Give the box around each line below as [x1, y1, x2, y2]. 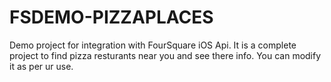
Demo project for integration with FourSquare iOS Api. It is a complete [9, 39, 297, 51]
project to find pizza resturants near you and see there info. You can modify [9, 49, 322, 61]
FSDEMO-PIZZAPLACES [9, 6, 214, 29]
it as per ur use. [9, 60, 74, 72]
